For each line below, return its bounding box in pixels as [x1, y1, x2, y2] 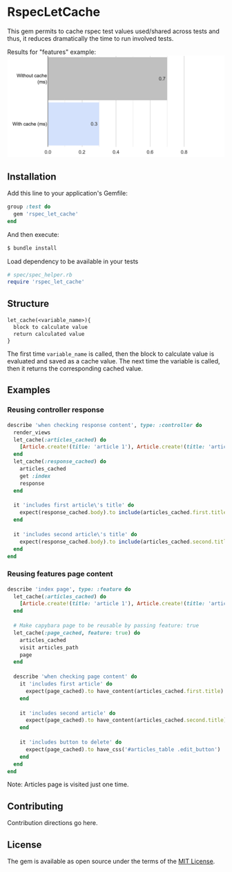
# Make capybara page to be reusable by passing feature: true [13, 623, 199, 629]
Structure [7, 298, 50, 310]
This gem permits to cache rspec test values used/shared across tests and [7, 27, 220, 35]
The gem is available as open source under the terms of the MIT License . [7, 857, 215, 866]
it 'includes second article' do [19, 710, 116, 717]
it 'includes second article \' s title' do [13, 531, 137, 538]
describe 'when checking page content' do [13, 673, 137, 681]
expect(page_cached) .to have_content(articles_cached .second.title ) [25, 717, 227, 724]
